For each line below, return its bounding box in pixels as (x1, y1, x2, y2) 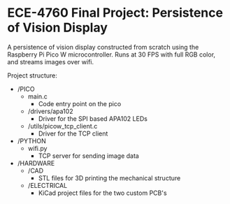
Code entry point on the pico (38, 99, 122, 108)
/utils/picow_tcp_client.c (27, 122, 98, 130)
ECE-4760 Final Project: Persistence (7, 5, 224, 21)
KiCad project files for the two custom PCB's (38, 189, 167, 197)
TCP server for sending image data (38, 152, 140, 160)
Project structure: (7, 71, 58, 80)
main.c (27, 92, 48, 101)
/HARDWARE (17, 159, 55, 167)
